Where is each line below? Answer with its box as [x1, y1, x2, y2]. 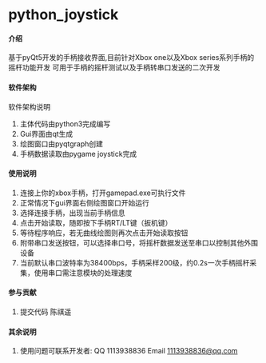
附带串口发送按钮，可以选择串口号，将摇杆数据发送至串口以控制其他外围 [19, 237, 258, 247]
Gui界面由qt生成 [19, 129, 73, 138]
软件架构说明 [8, 102, 50, 111]
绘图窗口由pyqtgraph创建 [19, 138, 104, 149]
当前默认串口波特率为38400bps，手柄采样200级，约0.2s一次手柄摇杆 [19, 257, 250, 267]
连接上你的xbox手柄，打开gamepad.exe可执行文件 [19, 188, 186, 197]
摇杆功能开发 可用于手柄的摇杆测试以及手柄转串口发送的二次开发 [8, 62, 220, 73]
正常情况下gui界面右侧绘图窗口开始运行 [19, 197, 150, 207]
